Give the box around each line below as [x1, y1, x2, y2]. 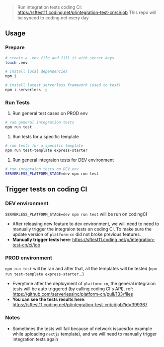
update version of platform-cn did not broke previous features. [12, 231, 141, 237]
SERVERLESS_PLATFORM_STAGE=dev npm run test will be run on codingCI [5, 211, 148, 217]
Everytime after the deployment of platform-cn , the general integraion [12, 281, 156, 287]
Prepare [5, 44, 25, 51]
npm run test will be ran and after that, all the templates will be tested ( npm [5, 266, 157, 272]
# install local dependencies [5, 69, 68, 74]
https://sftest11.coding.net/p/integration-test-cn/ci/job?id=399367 [12, 302, 148, 308]
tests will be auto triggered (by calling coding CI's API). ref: [12, 286, 133, 292]
